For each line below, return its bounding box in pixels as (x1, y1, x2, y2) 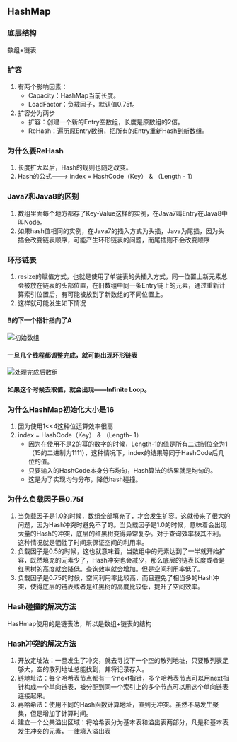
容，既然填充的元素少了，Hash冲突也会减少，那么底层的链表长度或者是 (17, 556, 225, 565)
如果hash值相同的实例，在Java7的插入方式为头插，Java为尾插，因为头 (17, 226, 225, 235)
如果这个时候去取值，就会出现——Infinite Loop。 (7, 385, 151, 394)
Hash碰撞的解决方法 (7, 602, 76, 612)
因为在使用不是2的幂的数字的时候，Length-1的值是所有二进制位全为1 (28, 440, 228, 448)
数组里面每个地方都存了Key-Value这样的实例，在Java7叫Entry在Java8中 (17, 208, 229, 218)
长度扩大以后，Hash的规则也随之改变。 (17, 163, 132, 172)
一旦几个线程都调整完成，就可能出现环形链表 (7, 351, 138, 359)
